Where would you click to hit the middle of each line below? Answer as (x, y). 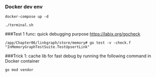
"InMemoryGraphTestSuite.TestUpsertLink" (47, 47)
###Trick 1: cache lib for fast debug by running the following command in (78, 56)
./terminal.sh (19, 25)
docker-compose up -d (27, 17)
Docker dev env (24, 7)
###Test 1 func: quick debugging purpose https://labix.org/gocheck (73, 34)
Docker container (22, 61)
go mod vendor (19, 70)
